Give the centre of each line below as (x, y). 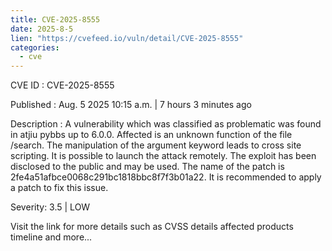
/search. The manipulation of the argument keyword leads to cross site (156, 145)
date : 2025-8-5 (42, 29)
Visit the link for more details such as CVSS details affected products (152, 227)
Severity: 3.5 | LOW (50, 207)
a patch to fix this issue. (59, 188)
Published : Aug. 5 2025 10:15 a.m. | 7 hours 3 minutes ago (131, 105)
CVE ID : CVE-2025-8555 (62, 85)
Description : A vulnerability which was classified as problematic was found (166, 124)
